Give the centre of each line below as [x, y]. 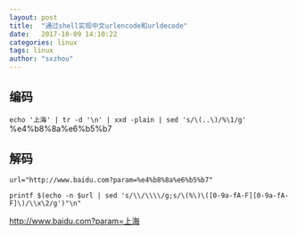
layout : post [33, 17]
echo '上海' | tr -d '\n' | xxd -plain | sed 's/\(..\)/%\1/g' [128, 120]
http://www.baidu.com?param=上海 [74, 221]
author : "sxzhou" [41, 59]
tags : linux [31, 51]
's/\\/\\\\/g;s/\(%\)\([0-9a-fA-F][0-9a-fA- [205, 195]
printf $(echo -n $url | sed [63, 195]
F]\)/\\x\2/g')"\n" [45, 203]
